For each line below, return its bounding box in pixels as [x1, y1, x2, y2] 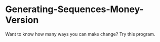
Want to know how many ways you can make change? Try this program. [5, 31, 155, 37]
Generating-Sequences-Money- [5, 4, 144, 15]
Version [5, 14, 39, 26]
